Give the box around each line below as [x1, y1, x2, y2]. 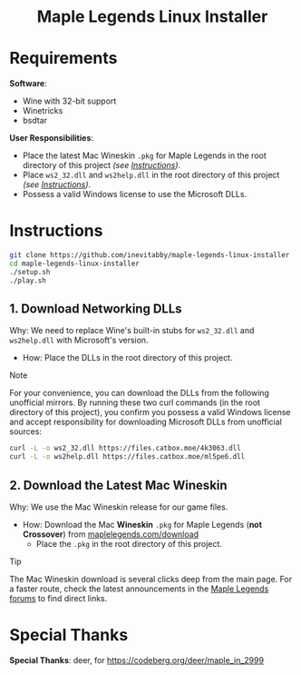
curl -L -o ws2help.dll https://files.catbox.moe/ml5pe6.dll [9, 452, 246, 462]
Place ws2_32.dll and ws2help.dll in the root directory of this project [22, 170, 280, 181]
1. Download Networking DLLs [9, 301, 183, 316]
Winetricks [22, 105, 63, 116]
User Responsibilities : [9, 133, 93, 144]
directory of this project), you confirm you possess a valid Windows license [9, 407, 292, 418]
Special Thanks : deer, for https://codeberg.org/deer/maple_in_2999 [9, 654, 265, 665]
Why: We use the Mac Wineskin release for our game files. [9, 501, 228, 512]
